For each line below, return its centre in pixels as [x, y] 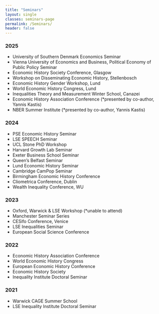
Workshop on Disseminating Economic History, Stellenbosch [75, 78]
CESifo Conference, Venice [40, 221]
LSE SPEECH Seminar [35, 139]
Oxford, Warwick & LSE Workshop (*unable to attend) [67, 211]
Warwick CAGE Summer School [45, 301]
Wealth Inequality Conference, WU [48, 187]
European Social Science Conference [51, 232]
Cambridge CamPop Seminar [42, 171]
